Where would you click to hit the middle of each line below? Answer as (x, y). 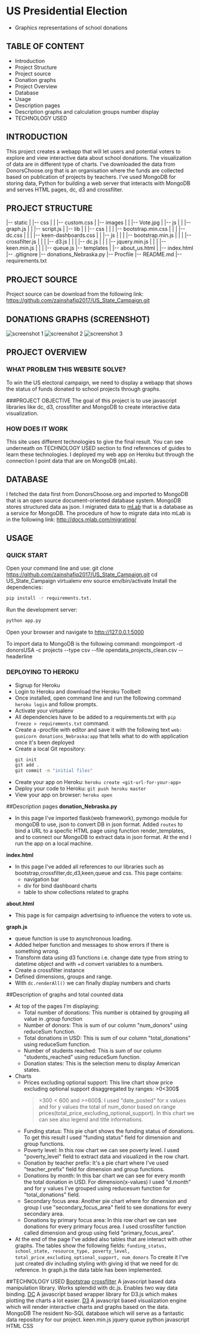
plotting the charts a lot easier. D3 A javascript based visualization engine (96, 1300)
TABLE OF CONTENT (45, 46)
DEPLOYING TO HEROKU (43, 672)
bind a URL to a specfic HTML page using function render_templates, (100, 831)
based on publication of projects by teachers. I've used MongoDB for (91, 177)
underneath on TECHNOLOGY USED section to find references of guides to (99, 448)
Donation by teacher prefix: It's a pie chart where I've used (96, 1163)
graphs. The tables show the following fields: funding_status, (91, 1245)
